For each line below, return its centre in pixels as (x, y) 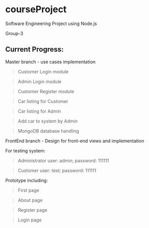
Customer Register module (46, 91)
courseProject (36, 9)
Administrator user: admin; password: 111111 (63, 160)
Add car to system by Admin (48, 121)
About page (30, 200)
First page (28, 190)
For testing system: (26, 150)
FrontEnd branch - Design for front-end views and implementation (75, 141)
